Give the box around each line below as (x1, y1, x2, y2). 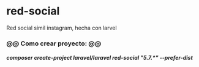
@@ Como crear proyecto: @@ (6, 39, 102, 48)
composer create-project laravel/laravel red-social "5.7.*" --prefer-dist (6, 54, 193, 62)
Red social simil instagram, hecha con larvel (6, 24, 118, 31)
